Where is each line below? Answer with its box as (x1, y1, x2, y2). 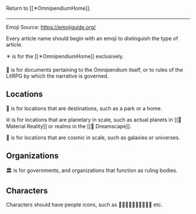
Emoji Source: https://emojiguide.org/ (6, 24, 96, 30)
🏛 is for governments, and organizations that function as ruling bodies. (6, 167, 178, 174)
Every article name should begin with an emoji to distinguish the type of (6, 35, 178, 42)
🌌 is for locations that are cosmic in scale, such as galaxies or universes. (6, 134, 180, 141)
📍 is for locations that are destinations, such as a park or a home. (6, 104, 162, 112)
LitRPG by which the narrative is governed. (6, 72, 109, 79)
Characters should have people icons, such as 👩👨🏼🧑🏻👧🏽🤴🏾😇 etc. (6, 201, 163, 208)
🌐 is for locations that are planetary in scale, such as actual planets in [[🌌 (6, 116, 182, 123)
